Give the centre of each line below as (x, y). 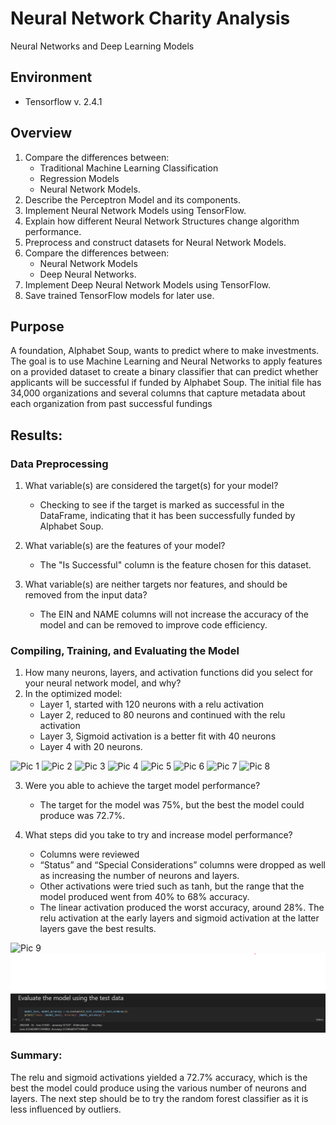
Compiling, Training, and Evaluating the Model (125, 650)
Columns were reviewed (89, 854)
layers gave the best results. (98, 929)
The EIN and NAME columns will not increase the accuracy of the (174, 614)
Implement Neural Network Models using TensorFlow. (135, 210)
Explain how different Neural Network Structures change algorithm (162, 221)
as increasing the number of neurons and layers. (139, 876)
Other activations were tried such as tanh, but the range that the (172, 886)
